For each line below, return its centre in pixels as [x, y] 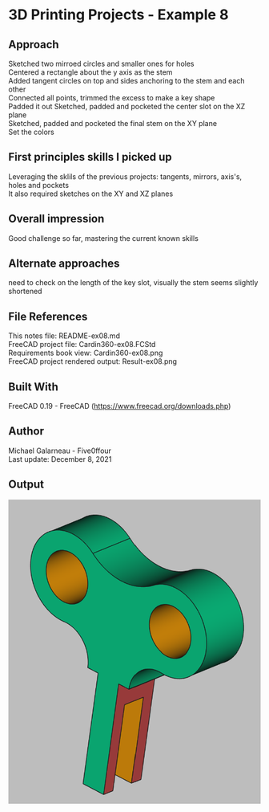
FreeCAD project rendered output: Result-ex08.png [93, 361]
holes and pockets [39, 185]
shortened [25, 292]
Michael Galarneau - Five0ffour [60, 451]
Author [26, 431]
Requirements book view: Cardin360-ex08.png [86, 353]
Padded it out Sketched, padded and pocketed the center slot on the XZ [127, 106]
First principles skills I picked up [90, 157]
